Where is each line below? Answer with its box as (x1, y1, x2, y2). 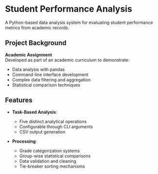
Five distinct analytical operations (19, 118, 87, 124)
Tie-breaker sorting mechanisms (19, 163, 85, 169)
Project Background (5, 39, 67, 47)
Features (5, 96, 33, 104)
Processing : (12, 138, 37, 144)
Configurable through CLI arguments (19, 123, 93, 130)
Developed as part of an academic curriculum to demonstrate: (5, 57, 130, 63)
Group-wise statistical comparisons (19, 153, 91, 159)
